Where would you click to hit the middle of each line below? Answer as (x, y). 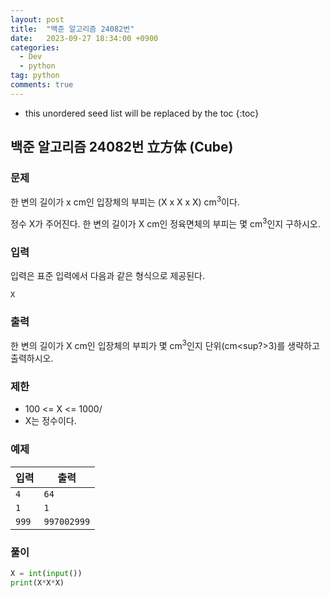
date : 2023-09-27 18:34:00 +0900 (84, 38)
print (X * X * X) (37, 582)
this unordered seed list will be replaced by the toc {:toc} (142, 113)
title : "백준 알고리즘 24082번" (72, 29)
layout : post (37, 19)
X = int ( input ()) (46, 573)
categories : (35, 47)
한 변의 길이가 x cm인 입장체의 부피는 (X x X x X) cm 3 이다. (125, 201)
